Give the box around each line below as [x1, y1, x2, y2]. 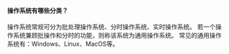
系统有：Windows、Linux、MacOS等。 [7, 40, 119, 48]
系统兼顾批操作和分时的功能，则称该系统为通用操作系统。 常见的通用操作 [12, 31, 222, 40]
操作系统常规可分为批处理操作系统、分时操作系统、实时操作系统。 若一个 [7, 23, 216, 31]
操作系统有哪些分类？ [7, 6, 68, 14]
